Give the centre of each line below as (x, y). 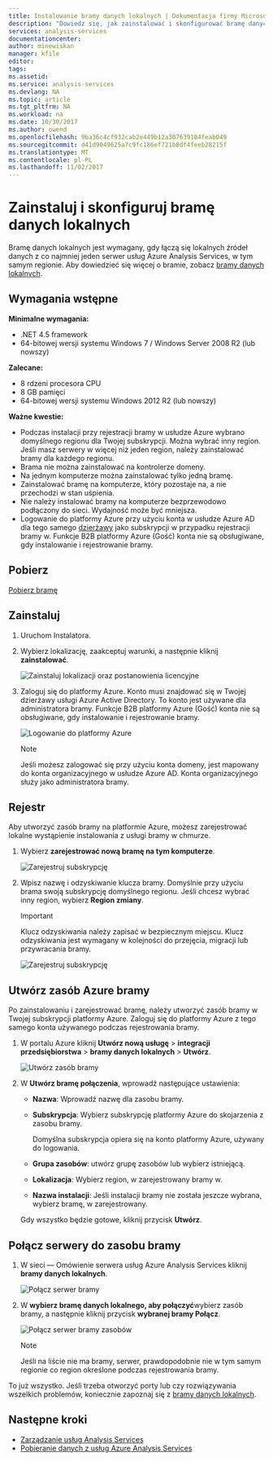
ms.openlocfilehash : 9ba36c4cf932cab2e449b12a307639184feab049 (118, 137)
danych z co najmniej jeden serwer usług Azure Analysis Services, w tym (131, 257)
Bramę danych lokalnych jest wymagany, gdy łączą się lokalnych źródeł (128, 248)
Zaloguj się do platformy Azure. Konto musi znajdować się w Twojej (133, 691)
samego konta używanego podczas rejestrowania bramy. (104, 1028)
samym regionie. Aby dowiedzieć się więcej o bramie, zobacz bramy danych (136, 265)
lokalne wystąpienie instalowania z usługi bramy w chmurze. (110, 836)
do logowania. (56, 1148)
